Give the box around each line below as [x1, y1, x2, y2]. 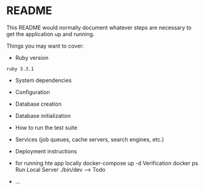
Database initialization [15, 112, 71, 119]
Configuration [15, 88, 50, 95]
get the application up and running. [6, 30, 95, 37]
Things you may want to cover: [6, 42, 84, 49]
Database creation [15, 100, 62, 108]
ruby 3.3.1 [6, 65, 34, 72]
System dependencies [15, 76, 72, 84]
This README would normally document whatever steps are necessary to [6, 24, 192, 31]
